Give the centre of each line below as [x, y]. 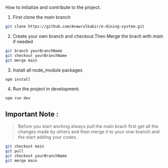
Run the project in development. [46, 89]
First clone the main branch [41, 17]
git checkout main [25, 147]
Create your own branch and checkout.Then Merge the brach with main [88, 36]
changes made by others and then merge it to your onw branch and [89, 132]
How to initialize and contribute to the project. [53, 7]
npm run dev [18, 98]
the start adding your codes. [47, 137]
